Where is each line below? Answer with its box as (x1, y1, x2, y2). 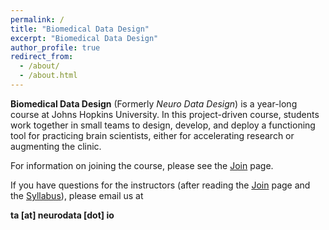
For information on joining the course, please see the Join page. (10, 159, 274, 171)
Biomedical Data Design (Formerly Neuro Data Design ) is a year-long (10, 97, 298, 110)
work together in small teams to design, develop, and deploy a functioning (10, 119, 316, 131)
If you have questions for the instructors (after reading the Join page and (10, 179, 311, 191)
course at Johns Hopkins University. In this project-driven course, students (10, 108, 320, 120)
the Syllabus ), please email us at (10, 189, 144, 201)
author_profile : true (10, 42, 101, 53)
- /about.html (19, 71, 78, 81)
